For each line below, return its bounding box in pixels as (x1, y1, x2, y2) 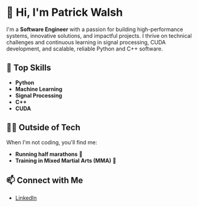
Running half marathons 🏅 (15, 150, 83, 158)
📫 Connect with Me (6, 175, 83, 185)
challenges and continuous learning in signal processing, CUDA (6, 38, 166, 46)
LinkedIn (15, 194, 37, 202)
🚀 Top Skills (6, 63, 51, 73)
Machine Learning (15, 85, 63, 93)
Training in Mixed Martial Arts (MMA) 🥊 (15, 156, 117, 164)
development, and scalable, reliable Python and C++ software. (6, 45, 163, 52)
